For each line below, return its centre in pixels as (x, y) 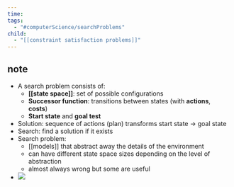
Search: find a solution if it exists (65, 131)
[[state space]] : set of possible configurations (96, 93)
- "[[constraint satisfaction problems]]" (77, 40)
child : (17, 34)
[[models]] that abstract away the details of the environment (116, 146)
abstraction (45, 161)
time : (15, 14)
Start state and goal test (65, 116)
